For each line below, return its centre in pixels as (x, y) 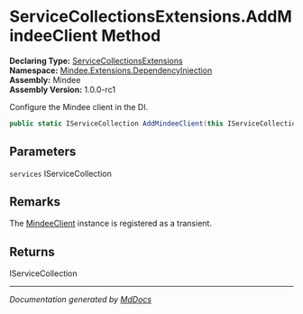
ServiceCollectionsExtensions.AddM (151, 17)
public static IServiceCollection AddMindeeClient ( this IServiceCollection (155, 124)
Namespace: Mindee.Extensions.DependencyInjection (111, 70)
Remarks (35, 202)
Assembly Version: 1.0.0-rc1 (62, 89)
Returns (32, 251)
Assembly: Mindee (45, 79)
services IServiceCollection (61, 173)
